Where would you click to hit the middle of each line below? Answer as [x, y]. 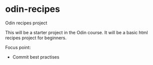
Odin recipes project [26, 23]
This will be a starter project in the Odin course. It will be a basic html [76, 32]
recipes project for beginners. [36, 38]
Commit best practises [36, 57]
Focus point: [18, 47]
